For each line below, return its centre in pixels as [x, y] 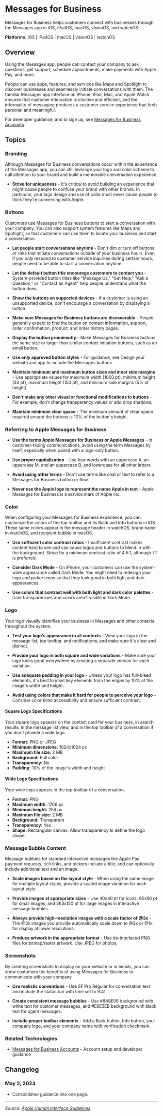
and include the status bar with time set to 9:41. [59, 991]
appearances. [26, 583]
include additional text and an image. [42, 869]
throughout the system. [28, 626]
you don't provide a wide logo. [35, 732]
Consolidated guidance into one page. [50, 1094]
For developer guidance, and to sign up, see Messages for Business [73, 119]
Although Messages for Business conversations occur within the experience [81, 164]
